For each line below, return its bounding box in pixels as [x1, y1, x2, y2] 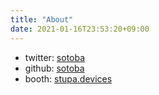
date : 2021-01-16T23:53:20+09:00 [10, 24, 150, 34]
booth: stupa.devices [24, 72, 113, 85]
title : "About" [10, 14, 74, 25]
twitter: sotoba [24, 51, 86, 63]
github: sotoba [24, 62, 85, 74]
